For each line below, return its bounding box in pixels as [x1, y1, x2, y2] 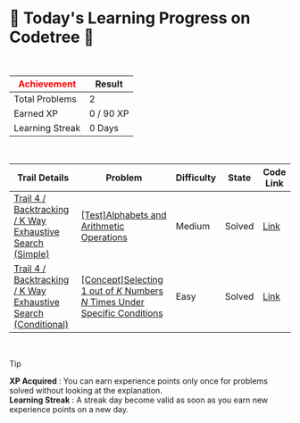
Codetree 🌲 [9, 27, 95, 47]
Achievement [17, 78, 77, 90]
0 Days [88, 121, 119, 134]
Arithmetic [80, 220, 125, 232]
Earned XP [13, 107, 58, 120]
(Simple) [13, 247, 50, 260]
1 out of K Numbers [80, 285, 163, 297]
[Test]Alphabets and [80, 209, 167, 221]
